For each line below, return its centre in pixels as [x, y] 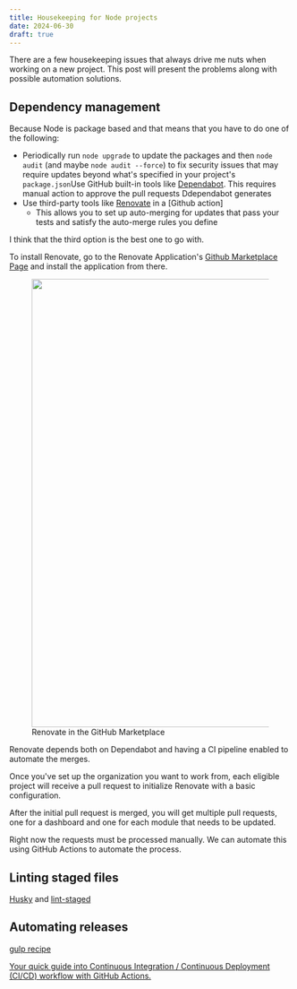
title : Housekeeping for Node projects [84, 17]
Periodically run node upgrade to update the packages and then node [147, 156]
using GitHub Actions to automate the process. [95, 849]
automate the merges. [50, 759]
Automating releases [69, 928]
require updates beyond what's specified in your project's [129, 175]
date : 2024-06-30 [42, 26]
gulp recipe [30, 949]
